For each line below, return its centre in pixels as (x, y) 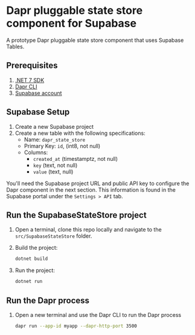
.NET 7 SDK (30, 80)
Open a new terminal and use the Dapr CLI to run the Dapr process (98, 314)
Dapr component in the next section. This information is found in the (91, 190)
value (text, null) (53, 171)
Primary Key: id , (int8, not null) (62, 146)
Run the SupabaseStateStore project (76, 215)
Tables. (15, 47)
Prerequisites (32, 66)
